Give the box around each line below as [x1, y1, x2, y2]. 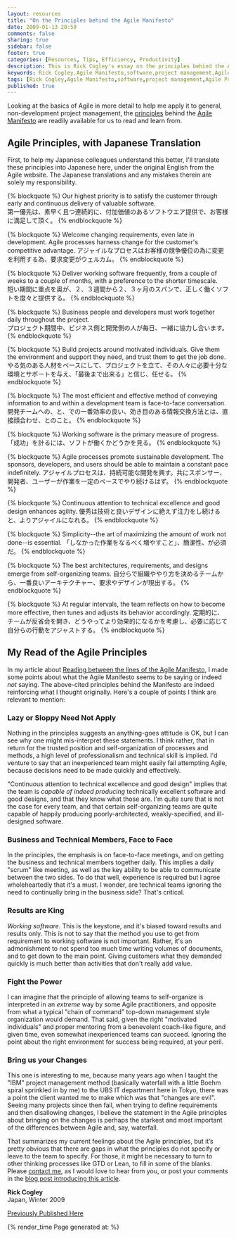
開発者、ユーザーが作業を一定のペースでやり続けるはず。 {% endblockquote [7, 477, 228, 486]
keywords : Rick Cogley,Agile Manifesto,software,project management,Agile [7, 69, 231, 76]
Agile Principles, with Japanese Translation [7, 137, 202, 149]
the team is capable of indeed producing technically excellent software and [7, 788, 226, 796]
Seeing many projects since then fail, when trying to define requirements [7, 1101, 218, 1109]
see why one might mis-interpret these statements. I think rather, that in [7, 736, 215, 745]
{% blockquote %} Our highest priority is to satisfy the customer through [7, 191, 218, 201]
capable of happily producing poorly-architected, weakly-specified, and [7, 810, 216, 819]
